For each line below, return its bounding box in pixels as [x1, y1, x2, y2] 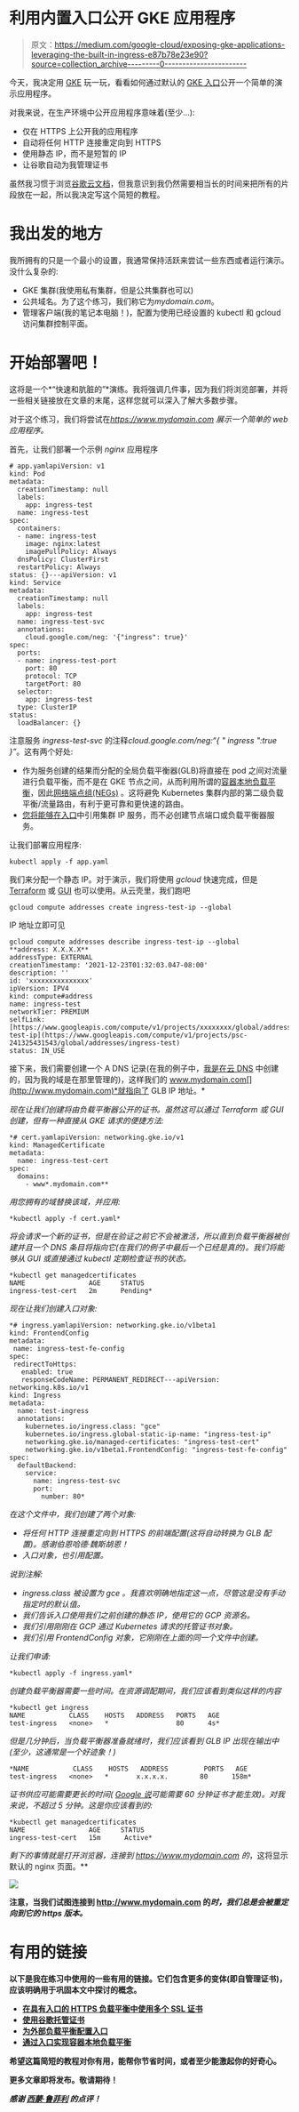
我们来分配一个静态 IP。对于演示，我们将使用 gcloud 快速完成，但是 [9, 873, 258, 885]
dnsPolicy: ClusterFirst [17, 555, 109, 564]
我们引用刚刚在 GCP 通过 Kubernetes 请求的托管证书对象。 [21, 1620, 238, 1632]
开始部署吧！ [9, 353, 104, 373]
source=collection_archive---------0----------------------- [30, 59, 247, 69]
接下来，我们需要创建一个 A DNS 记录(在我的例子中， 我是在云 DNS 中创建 [9, 1063, 279, 1073]
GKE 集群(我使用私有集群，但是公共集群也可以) [21, 285, 194, 295]
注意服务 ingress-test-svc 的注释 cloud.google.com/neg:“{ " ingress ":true [9, 735, 278, 745]
